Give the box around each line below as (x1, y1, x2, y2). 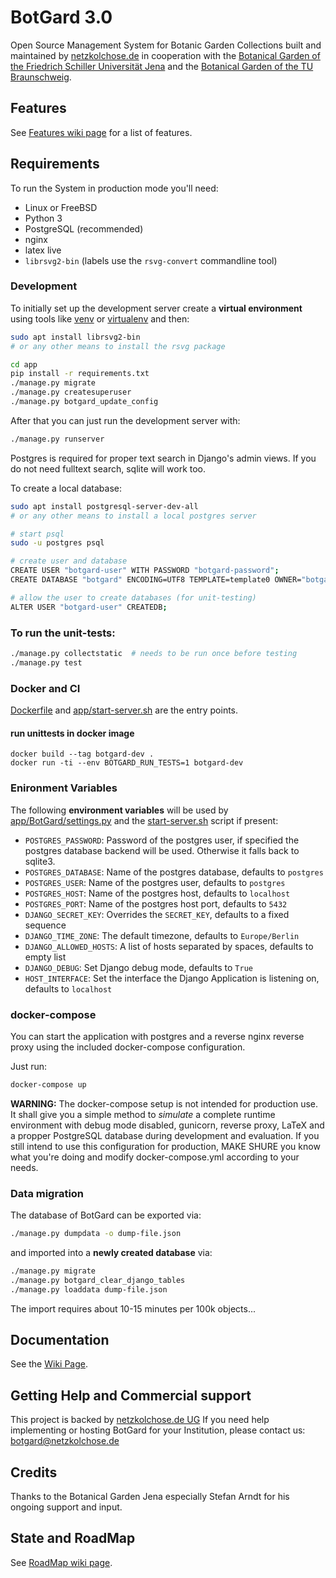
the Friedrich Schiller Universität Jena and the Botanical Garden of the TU (10, 60, 314, 72)
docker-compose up (10, 1079, 87, 1090)
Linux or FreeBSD (24, 201, 98, 213)
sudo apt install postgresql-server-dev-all (10, 501, 199, 511)
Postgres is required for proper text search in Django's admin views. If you (10, 452, 317, 464)
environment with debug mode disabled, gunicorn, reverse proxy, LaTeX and (10, 1119, 325, 1131)
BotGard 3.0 (10, 6, 113, 29)
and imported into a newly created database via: (10, 1246, 213, 1258)
